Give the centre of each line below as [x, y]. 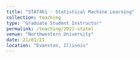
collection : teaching [34, 18]
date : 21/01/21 [26, 40]
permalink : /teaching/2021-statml [50, 29]
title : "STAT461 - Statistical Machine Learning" [71, 12]
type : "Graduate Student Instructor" [54, 23]
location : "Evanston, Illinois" [47, 46]
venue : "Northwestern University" [50, 34]
